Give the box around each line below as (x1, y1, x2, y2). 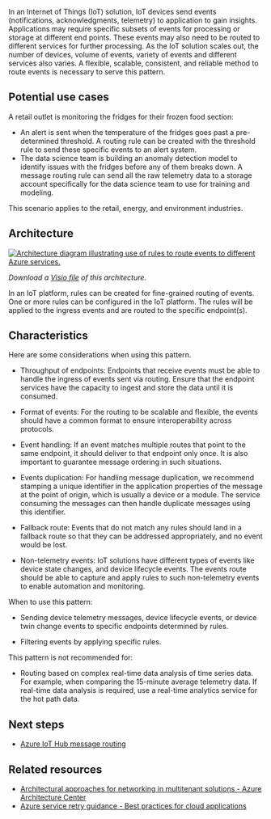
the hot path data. (19, 694, 80, 704)
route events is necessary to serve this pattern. (8, 67, 166, 76)
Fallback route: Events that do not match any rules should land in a (19, 523, 243, 533)
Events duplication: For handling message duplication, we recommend (19, 473, 255, 483)
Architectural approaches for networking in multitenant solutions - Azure (19, 784, 262, 794)
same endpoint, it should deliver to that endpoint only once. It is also (19, 449, 248, 458)
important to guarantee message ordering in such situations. (19, 457, 222, 467)
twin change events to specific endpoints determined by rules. (19, 622, 229, 631)
